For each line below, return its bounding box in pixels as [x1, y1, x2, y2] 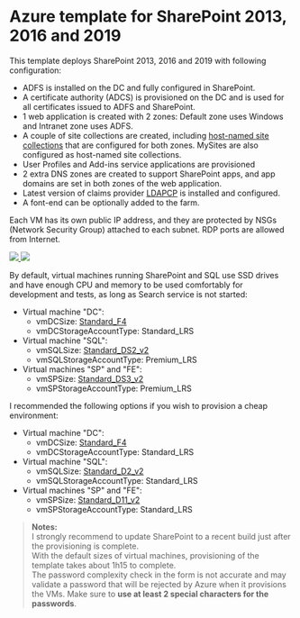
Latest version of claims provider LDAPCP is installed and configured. [22, 187, 281, 198]
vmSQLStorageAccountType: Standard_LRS [35, 475, 198, 486]
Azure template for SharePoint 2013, [9, 6, 287, 27]
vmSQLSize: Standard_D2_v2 [35, 466, 144, 477]
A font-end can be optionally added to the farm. [22, 196, 200, 208]
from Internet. [9, 233, 60, 244]
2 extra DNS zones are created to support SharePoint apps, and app [22, 168, 277, 179]
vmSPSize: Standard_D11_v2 [35, 494, 141, 505]
